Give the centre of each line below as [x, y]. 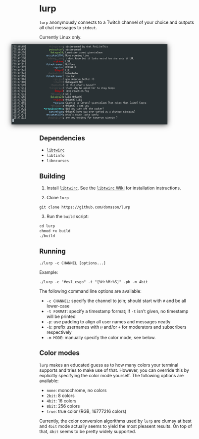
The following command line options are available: [90, 291]
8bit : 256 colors [63, 406]
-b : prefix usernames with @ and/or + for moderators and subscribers [116, 327]
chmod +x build [55, 231]
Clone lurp [57, 198]
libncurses [58, 161]
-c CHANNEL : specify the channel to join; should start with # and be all [116, 301]
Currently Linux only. [61, 37]
